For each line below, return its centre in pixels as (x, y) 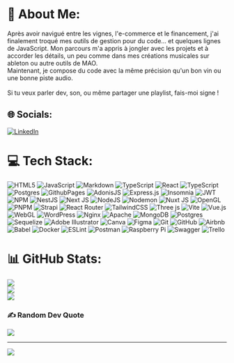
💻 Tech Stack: (50, 161)
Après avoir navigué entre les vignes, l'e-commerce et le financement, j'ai (113, 33)
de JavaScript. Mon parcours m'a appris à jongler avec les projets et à (108, 48)
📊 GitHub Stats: (55, 259)
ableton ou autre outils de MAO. (53, 63)
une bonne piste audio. (40, 78)
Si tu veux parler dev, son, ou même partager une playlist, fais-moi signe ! (113, 93)
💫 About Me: (44, 14)
